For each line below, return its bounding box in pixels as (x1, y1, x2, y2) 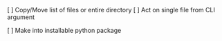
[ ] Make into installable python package (7, 27, 122, 34)
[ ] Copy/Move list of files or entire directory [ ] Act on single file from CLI (7, 6, 216, 14)
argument (7, 13, 35, 21)
